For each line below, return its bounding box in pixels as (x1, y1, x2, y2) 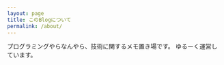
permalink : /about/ (7, 23, 63, 29)
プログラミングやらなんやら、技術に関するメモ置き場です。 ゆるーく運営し (7, 42, 218, 51)
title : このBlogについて (7, 16, 72, 23)
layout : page (7, 10, 44, 17)
